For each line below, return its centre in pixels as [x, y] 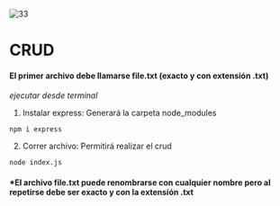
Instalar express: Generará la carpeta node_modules [120, 113]
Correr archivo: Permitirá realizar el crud [97, 146]
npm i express [36, 130]
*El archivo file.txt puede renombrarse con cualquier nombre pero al [140, 182]
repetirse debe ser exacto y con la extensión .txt [101, 192]
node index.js [36, 163]
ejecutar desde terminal [54, 95]
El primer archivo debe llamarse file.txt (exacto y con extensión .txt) [139, 76]
